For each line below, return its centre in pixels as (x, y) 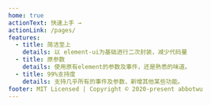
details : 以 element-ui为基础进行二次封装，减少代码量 (105, 52)
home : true (26, 15)
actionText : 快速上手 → (45, 23)
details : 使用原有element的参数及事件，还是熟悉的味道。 (107, 67)
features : (24, 37)
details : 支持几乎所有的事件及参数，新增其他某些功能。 (103, 81)
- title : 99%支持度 (45, 74)
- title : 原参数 (40, 60)
